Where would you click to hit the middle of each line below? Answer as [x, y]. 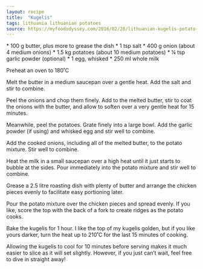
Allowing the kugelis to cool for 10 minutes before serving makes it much [97, 247]
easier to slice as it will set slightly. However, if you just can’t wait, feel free [99, 253]
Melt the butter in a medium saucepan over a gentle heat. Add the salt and [99, 82]
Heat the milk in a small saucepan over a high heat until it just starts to [93, 161]
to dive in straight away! [36, 259]
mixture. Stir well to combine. [43, 149]
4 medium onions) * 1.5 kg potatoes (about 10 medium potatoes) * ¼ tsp [96, 53]
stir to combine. [26, 89]
